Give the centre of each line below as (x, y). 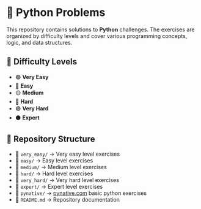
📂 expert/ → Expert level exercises (59, 186)
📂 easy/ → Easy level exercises (54, 160)
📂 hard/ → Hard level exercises (54, 173)
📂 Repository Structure (51, 139)
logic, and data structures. (39, 42)
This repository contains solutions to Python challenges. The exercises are (100, 29)
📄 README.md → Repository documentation (68, 199)
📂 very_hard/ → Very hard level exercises (67, 180)
